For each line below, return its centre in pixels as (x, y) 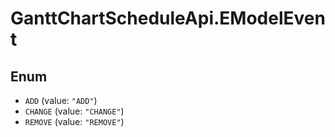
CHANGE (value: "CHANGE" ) (74, 111)
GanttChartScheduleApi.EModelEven (168, 18)
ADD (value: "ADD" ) (61, 100)
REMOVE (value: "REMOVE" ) (74, 121)
